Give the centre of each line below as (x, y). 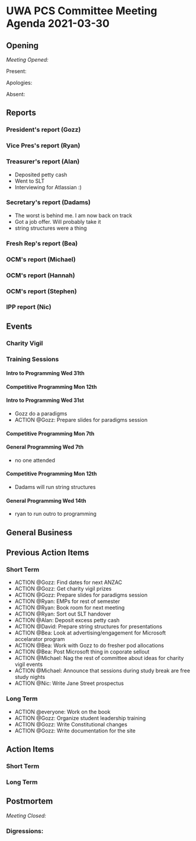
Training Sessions (33, 359)
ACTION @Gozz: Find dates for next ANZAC (68, 582)
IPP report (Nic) (29, 307)
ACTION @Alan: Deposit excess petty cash (67, 620)
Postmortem (30, 802)
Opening (23, 45)
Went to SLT (30, 181)
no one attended (35, 460)
